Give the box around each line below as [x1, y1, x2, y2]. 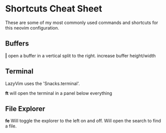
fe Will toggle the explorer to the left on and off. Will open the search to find [5, 118, 161, 124]
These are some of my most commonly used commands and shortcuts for [5, 19, 158, 25]
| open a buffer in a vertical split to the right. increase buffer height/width [5, 52, 156, 58]
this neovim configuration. [5, 24, 59, 30]
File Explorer [5, 104, 46, 113]
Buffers [5, 39, 29, 48]
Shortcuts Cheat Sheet [5, 3, 102, 14]
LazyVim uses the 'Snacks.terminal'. [5, 80, 80, 86]
